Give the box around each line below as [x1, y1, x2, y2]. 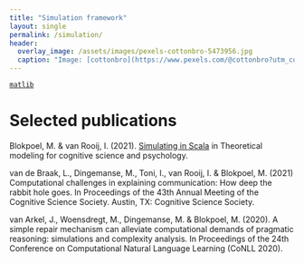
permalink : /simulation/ [9, 30, 103, 39]
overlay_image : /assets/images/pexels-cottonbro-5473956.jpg [17, 47, 253, 56]
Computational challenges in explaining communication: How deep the [9, 177, 273, 188]
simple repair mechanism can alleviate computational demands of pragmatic [9, 223, 294, 234]
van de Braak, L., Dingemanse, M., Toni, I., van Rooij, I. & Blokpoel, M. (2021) [9, 167, 294, 178]
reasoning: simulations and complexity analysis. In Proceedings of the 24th [9, 233, 290, 244]
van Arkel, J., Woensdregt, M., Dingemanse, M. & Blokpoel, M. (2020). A [9, 214, 279, 225]
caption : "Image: [17, 55, 83, 64]
